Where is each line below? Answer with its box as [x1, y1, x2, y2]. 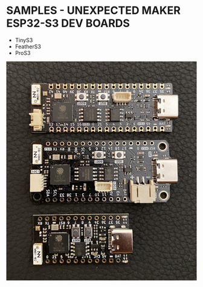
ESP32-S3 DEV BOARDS [6, 16, 130, 30]
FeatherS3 [14, 43, 41, 50]
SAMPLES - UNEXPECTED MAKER [6, 4, 181, 18]
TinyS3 [14, 36, 33, 44]
